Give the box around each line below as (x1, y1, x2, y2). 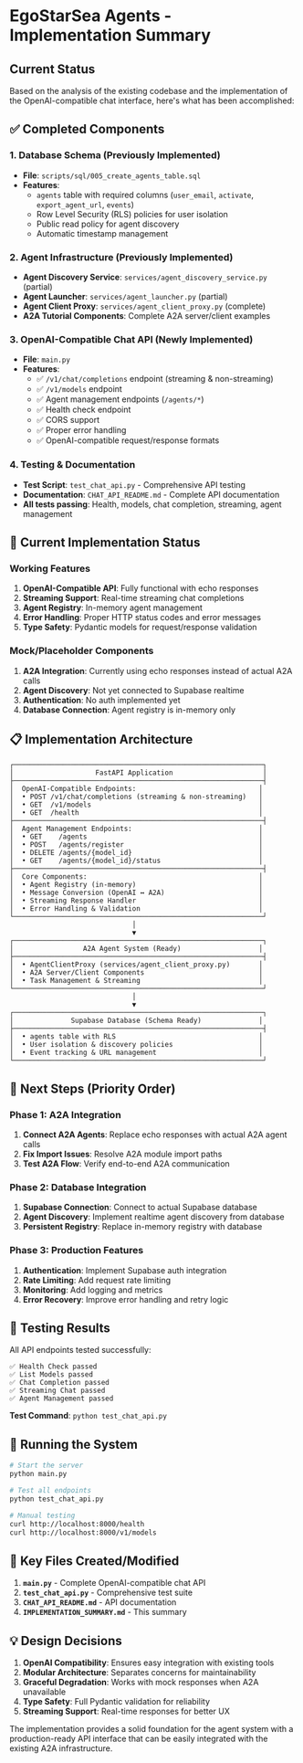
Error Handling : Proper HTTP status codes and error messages (22, 612, 262, 623)
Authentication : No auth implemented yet (22, 694, 181, 705)
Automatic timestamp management (36, 227, 169, 238)
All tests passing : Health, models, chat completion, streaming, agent (22, 499, 282, 510)
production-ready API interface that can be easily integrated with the (9, 1733, 268, 1745)
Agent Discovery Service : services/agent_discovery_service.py (22, 271, 267, 282)
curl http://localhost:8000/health (9, 1519, 145, 1528)
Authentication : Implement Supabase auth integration (22, 1264, 227, 1275)
